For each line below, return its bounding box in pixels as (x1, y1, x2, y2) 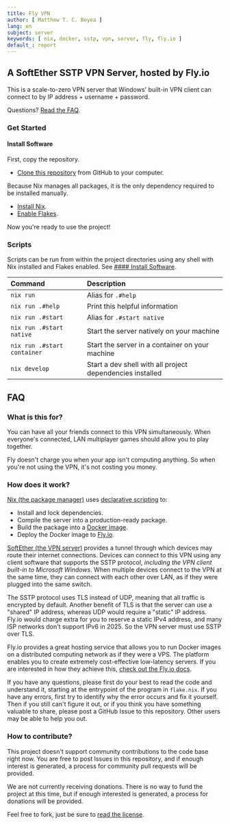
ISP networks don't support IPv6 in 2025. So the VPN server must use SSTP (7, 622, 222, 631)
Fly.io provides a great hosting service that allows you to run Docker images (7, 643, 221, 651)
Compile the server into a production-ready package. (16, 516, 168, 524)
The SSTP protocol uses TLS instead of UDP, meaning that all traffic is (7, 594, 205, 602)
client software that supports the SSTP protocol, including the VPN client (7, 559, 212, 567)
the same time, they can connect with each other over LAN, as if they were (7, 573, 218, 581)
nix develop (10, 365, 50, 373)
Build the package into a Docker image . (16, 523, 129, 531)
